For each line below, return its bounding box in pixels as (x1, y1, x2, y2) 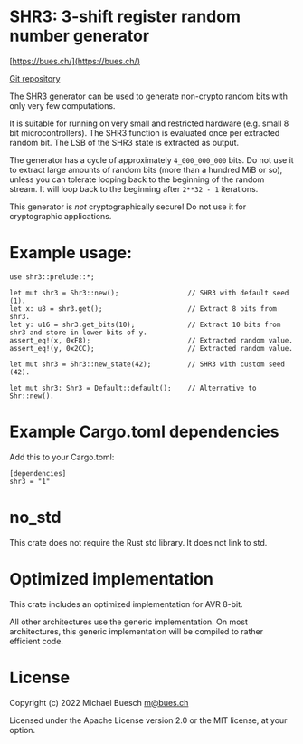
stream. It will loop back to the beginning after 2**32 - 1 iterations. (9, 183, 259, 194)
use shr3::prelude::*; (9, 272, 95, 282)
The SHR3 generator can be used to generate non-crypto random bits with (9, 91, 288, 101)
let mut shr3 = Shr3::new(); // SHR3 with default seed (9, 288, 289, 297)
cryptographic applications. (9, 210, 112, 221)
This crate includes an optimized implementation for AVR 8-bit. (9, 598, 243, 609)
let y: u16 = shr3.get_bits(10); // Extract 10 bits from (9, 320, 281, 329)
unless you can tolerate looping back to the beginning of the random (9, 174, 265, 185)
